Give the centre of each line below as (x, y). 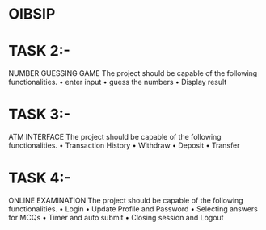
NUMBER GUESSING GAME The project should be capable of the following (133, 73)
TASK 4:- (40, 178)
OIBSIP (32, 14)
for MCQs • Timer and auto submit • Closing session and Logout (116, 217)
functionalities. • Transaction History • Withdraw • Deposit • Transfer (124, 145)
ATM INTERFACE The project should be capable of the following (115, 137)
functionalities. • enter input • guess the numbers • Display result (118, 82)
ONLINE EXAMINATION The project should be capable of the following (126, 200)
